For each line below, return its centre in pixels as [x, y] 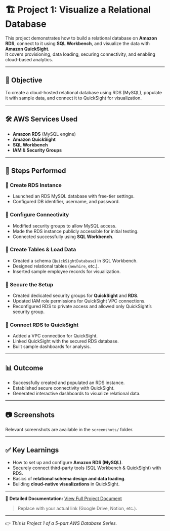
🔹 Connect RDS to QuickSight [42, 325]
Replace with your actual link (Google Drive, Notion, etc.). [77, 508]
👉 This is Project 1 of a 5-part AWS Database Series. [61, 523]
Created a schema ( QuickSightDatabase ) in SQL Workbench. [75, 260]
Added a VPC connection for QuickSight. [55, 336]
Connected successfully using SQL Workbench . [63, 237]
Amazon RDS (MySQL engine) [44, 134]
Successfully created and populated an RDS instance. [69, 383]
